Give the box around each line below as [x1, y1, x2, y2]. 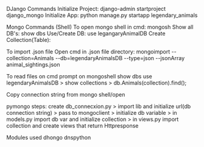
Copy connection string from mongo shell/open [6, 91, 125, 98]
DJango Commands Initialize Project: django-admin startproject [6, 5, 166, 12]
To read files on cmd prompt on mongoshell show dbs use [6, 73, 152, 80]
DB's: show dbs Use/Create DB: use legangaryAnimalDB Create [6, 30, 166, 37]
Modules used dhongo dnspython [6, 134, 91, 141]
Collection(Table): [6, 36, 51, 43]
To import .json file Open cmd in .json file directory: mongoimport [6, 48, 171, 55]
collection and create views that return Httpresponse [6, 122, 139, 129]
